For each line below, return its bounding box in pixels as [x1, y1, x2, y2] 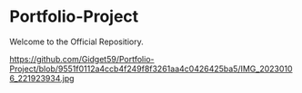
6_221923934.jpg [9, 72, 75, 83]
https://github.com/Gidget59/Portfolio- [9, 53, 155, 64]
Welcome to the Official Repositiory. [9, 36, 144, 47]
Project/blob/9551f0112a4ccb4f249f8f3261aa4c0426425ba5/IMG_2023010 [9, 63, 293, 74]
